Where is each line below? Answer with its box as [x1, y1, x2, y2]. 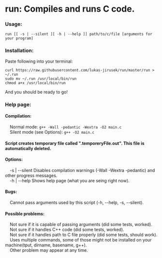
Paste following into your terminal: [5, 58, 73, 64]
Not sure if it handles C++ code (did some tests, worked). [9, 227, 124, 233]
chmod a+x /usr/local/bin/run [5, 80, 66, 86]
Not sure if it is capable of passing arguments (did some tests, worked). [9, 222, 152, 227]
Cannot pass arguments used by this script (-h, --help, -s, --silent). [9, 199, 144, 205]
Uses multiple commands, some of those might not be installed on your [9, 237, 152, 243]
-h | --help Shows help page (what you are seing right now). [9, 177, 130, 183]
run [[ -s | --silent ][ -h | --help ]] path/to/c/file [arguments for [5, 32, 152, 37]
